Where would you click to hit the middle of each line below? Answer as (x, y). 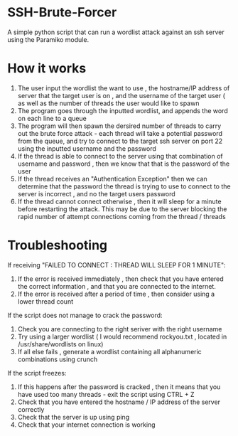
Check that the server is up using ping (74, 417)
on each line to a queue (52, 118)
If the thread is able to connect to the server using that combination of (120, 156)
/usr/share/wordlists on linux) (60, 344)
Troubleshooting (58, 245)
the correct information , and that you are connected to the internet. (117, 286)
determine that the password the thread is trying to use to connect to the (124, 186)
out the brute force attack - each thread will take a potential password (120, 133)
